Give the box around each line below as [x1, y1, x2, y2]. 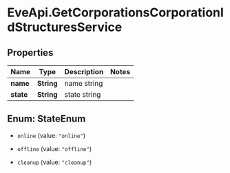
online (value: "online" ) [17, 131, 86, 139]
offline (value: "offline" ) [17, 144, 92, 152]
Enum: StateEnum [7, 113, 86, 125]
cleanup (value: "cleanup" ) [17, 158, 92, 166]
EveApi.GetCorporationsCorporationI [7, 5, 224, 21]
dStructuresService [7, 19, 123, 35]
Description [64, 67, 104, 76]
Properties [7, 47, 54, 58]
